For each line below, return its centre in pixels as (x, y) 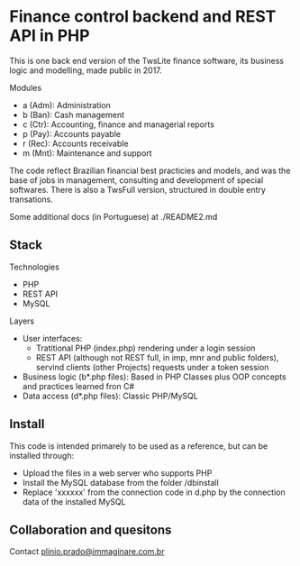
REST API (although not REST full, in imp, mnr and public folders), (157, 357)
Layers (22, 321)
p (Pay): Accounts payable (72, 133)
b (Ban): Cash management (73, 114)
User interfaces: (52, 338)
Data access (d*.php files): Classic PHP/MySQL (110, 396)
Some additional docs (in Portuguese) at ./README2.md (114, 216)
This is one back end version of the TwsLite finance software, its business (147, 60)
